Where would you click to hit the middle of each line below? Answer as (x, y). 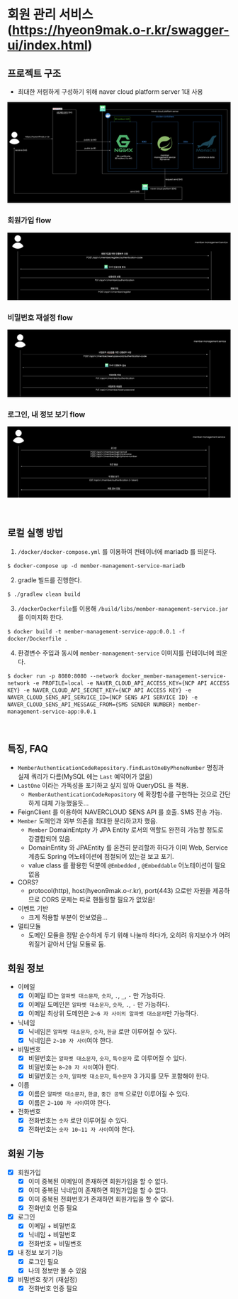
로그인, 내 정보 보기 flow (46, 415)
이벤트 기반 (33, 908)
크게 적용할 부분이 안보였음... (68, 917)
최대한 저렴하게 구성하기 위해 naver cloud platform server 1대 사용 (110, 92)
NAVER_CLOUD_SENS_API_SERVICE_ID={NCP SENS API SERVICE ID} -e (103, 697)
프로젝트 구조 (34, 73)
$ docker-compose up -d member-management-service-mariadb (96, 566)
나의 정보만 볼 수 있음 (57, 1271)
